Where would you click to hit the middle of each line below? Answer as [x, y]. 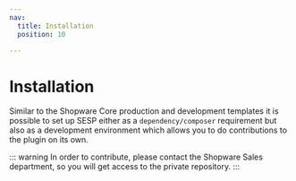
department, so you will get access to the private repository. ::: [125, 167]
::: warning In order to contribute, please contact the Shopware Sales [136, 157]
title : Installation [55, 26]
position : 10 [42, 34]
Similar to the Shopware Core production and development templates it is [144, 111]
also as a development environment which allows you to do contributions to [148, 130]
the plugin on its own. [49, 140]
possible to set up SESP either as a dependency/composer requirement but [143, 121]
